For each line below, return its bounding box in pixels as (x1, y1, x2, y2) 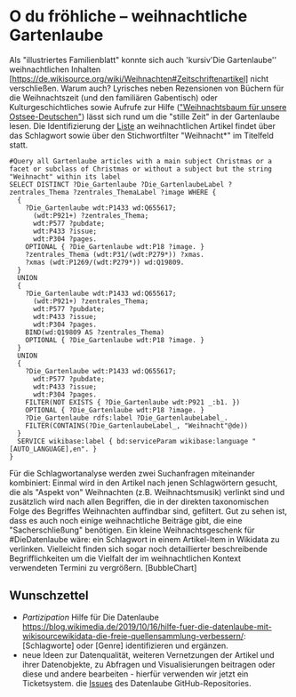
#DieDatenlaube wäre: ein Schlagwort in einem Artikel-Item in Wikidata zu (9, 533, 280, 544)
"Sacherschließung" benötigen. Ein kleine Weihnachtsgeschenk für (9, 525, 255, 535)
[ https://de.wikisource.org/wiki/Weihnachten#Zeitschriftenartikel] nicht (9, 73, 269, 84)
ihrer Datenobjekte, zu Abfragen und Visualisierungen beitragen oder (21, 659, 276, 669)
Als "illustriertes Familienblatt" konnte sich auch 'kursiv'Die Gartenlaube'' (9, 54, 277, 65)
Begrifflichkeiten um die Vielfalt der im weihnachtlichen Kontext (9, 553, 242, 564)
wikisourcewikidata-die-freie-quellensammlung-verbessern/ (21, 630, 244, 641)
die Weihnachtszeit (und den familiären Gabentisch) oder (9, 92, 218, 103)
